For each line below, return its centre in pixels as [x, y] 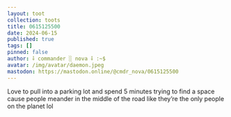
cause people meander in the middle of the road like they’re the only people [116, 98]
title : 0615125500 [34, 26]
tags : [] [20, 46]
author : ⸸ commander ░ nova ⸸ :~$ [56, 59]
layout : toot [26, 13]
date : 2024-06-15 [32, 33]
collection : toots [34, 20]
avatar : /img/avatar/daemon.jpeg [56, 65]
